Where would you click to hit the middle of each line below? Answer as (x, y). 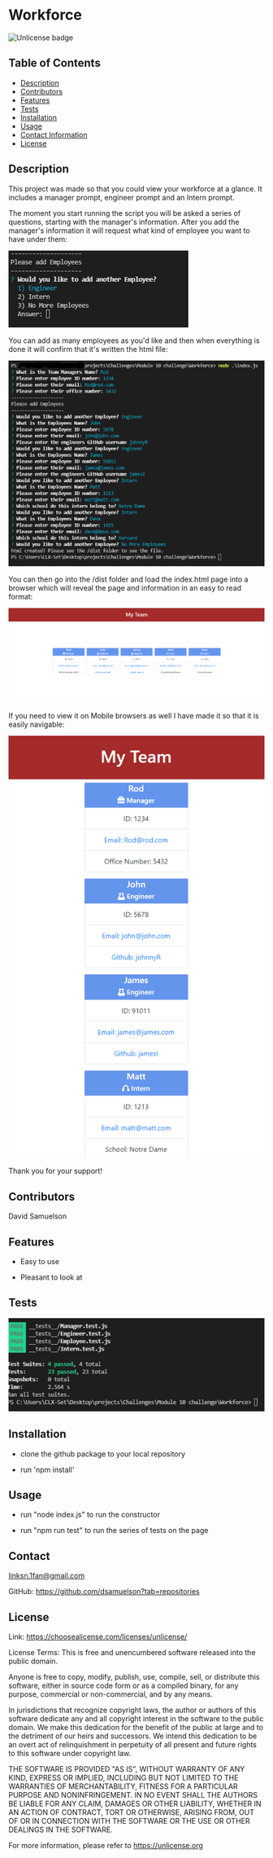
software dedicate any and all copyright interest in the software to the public (136, 1718)
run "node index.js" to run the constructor (90, 1515)
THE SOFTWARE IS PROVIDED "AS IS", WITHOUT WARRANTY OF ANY (127, 1768)
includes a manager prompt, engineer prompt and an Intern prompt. (121, 197)
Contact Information (54, 134)
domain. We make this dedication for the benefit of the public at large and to (136, 1727)
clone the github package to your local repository (102, 1454)
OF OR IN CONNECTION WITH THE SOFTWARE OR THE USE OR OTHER (129, 1821)
